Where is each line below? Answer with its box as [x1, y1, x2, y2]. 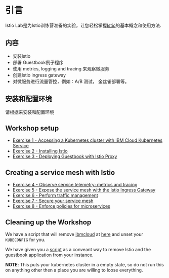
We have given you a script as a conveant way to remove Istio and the [5, 247, 151, 252]
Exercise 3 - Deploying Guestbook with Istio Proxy [12, 153, 117, 160]
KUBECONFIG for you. [5, 236, 46, 243]
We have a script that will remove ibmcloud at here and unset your [5, 231, 143, 237]
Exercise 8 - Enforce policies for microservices [12, 203, 110, 209]
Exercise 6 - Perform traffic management [12, 192, 99, 198]
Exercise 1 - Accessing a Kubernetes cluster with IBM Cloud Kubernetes [12, 137, 163, 143]
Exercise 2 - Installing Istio [12, 148, 68, 154]
